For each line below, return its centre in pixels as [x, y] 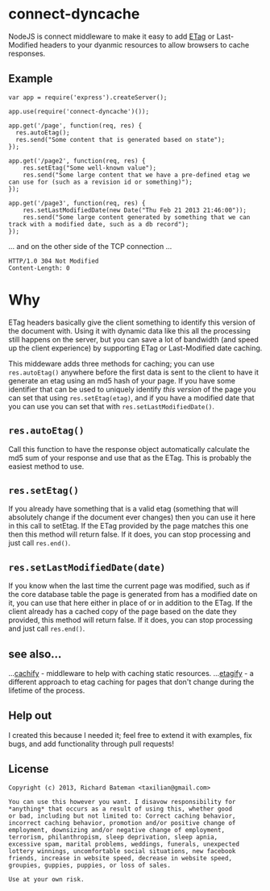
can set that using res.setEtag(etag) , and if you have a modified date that [131, 398]
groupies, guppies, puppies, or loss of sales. [90, 865]
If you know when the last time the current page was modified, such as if [129, 586]
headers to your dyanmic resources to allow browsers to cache [145, 44]
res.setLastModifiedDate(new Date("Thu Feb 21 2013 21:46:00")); [135, 210]
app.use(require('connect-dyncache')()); [79, 111]
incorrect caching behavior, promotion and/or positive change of [122, 823]
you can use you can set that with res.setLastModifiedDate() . [112, 406]
